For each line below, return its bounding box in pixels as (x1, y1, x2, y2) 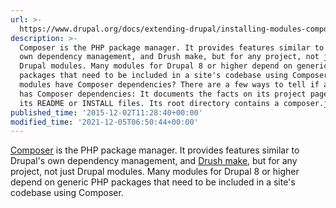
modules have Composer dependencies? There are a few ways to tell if (19, 80, 320, 90)
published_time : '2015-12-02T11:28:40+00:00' (10, 107, 203, 118)
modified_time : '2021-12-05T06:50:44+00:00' (10, 117, 199, 127)
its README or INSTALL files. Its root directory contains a (19, 98, 280, 108)
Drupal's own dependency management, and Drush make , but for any (10, 155, 298, 167)
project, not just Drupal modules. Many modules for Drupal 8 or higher (10, 166, 300, 178)
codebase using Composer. (10, 187, 124, 199)
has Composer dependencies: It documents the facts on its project (19, 89, 307, 99)
